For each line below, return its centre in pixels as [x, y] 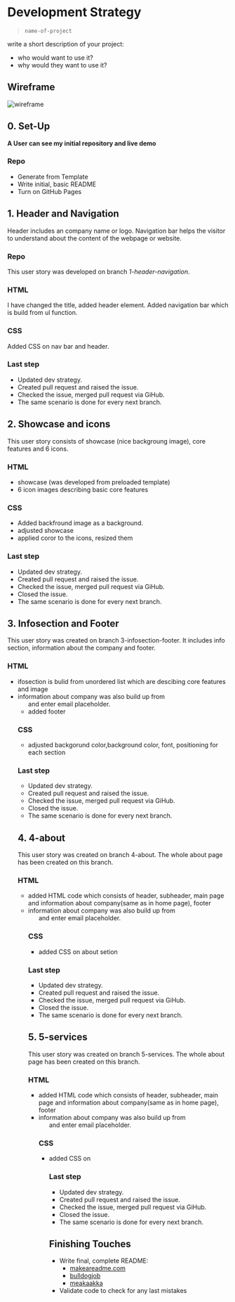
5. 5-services [58, 1037]
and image [33, 689]
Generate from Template [53, 176]
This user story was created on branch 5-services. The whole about [126, 1054]
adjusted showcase [45, 531]
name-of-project [48, 31]
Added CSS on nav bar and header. [58, 346]
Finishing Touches [90, 1244]
